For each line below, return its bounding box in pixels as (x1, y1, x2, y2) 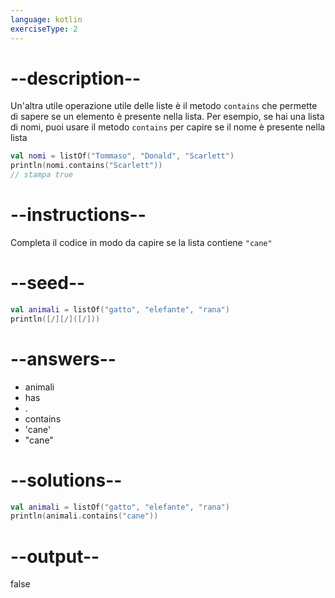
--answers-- (10, 347, 117, 370)
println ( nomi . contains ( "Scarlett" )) (10, 161, 163, 171)
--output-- (10, 545, 100, 568)
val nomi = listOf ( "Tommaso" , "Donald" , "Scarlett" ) (10, 151, 235, 161)
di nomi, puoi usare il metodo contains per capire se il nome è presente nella (10, 121, 326, 133)
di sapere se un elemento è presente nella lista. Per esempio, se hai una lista (10, 111, 325, 123)
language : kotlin (10, 14, 83, 25)
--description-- (10, 67, 142, 90)
